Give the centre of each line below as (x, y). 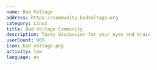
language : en (23, 57)
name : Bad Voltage (30, 12)
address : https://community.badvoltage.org (62, 18)
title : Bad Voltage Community (45, 29)
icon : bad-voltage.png (35, 46)
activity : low (24, 52)
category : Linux (27, 23)
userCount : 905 (26, 40)
